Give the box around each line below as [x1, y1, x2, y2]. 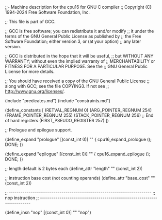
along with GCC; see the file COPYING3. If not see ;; [5, 83, 109, 89]
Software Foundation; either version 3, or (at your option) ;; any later [5, 38, 142, 44]
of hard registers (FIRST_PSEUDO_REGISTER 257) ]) [5, 118, 109, 123]
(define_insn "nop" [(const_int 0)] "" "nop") [5, 209, 91, 215]
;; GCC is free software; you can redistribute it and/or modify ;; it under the [5, 28, 154, 34]
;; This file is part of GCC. [5, 19, 56, 24]
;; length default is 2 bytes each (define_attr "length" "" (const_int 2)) [5, 165, 143, 171]
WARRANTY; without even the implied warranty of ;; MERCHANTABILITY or [5, 58, 155, 64]
